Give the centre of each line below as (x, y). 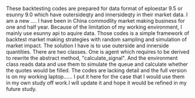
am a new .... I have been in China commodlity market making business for (95, 21)
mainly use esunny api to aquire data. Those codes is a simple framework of (98, 33)
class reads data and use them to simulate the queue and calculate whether (97, 64)
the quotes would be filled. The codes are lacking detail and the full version (96, 70)
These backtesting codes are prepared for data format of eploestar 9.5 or (94, 8)
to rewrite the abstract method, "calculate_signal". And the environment (92, 58)
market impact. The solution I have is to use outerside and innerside (88, 45)
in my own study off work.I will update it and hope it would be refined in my (96, 83)
